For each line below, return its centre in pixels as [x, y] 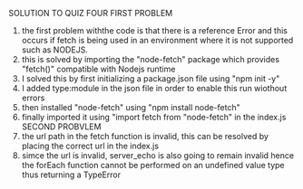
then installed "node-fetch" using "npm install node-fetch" [131, 107]
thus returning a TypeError [71, 175]
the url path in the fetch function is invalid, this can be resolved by [145, 136]
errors [33, 98]
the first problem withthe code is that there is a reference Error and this [154, 30]
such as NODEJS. [54, 50]
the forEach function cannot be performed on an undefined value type [153, 165]
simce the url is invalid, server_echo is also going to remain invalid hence [158, 156]
